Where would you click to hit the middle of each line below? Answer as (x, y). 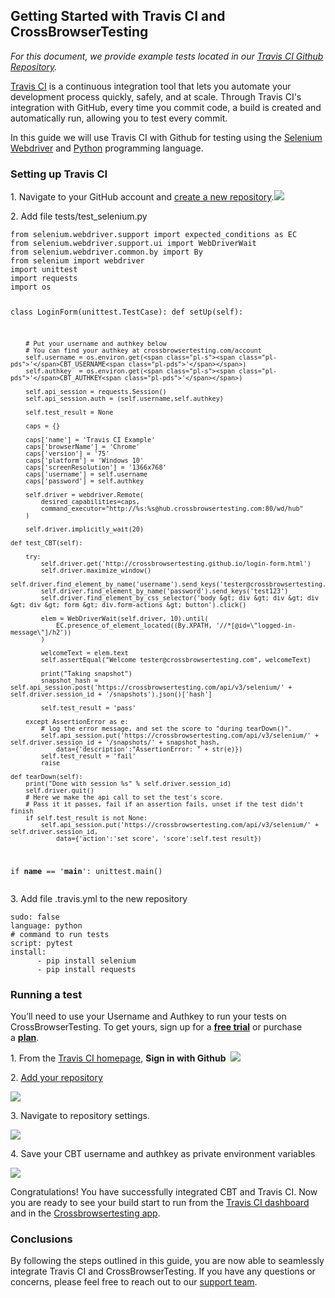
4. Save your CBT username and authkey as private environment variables (163, 1153)
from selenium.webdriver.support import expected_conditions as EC (154, 235)
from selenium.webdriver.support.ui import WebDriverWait (133, 244)
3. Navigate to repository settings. (80, 1115)
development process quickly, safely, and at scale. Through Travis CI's (156, 96)
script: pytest (42, 943)
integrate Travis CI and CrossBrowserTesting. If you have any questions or (163, 1271)
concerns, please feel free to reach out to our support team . (134, 1282)
